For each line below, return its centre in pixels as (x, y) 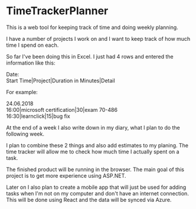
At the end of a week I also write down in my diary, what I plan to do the (93, 127)
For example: (22, 92)
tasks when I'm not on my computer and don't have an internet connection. (97, 193)
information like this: (31, 63)
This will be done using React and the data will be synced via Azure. (89, 200)
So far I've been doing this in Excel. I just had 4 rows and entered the (90, 56)
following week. (25, 134)
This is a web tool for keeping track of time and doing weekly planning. (92, 27)
